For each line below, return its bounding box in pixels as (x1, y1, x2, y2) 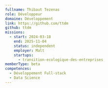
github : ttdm (5, 25, 32, 30)
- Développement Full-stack (9, 71, 67, 76)
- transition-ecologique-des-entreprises (18, 57, 104, 62)
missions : (5, 30, 25, 35)
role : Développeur (5, 12, 42, 17)
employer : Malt (14, 48, 45, 53)
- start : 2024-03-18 (9, 35, 51, 40)
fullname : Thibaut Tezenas (5, 7, 60, 12)
